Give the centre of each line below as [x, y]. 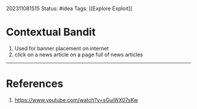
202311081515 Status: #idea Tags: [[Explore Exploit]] [69, 8]
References [35, 84]
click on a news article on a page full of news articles [79, 54]
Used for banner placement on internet [62, 48]
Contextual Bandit [51, 32]
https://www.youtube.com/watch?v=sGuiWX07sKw [76, 100]
